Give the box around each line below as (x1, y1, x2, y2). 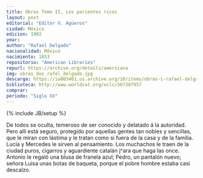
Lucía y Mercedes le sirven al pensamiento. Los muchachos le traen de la (6, 140, 189, 148)
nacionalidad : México (6, 48, 61, 54)
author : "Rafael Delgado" (6, 43, 71, 49)
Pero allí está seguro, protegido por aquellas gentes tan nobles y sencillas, (6, 127, 192, 135)
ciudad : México (6, 25, 45, 32)
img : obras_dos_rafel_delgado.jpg (6, 71, 94, 77)
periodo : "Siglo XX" (6, 93, 59, 99)
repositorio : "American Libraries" (6, 59, 96, 65)
